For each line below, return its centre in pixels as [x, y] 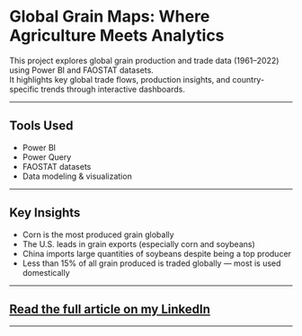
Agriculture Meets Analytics [117, 35]
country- [249, 79]
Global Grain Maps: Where [110, 17]
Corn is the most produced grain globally [98, 234]
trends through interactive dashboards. [113, 89]
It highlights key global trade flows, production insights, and [120, 79]
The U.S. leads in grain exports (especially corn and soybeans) [139, 243]
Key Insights [45, 213]
